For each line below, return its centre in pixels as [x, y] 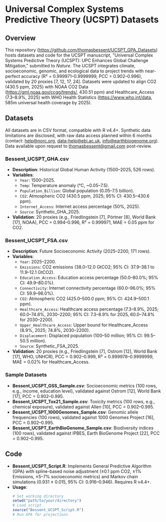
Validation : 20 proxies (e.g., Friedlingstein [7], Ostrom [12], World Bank [85, 351]
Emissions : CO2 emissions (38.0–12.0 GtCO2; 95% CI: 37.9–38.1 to [87, 267]
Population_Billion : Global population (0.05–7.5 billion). [77, 191]
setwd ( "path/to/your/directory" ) [47, 501]
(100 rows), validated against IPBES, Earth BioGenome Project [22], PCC [86, 433]
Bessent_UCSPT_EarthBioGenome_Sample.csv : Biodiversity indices [83, 428]
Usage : [20, 487]
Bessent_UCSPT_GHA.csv [37, 159]
